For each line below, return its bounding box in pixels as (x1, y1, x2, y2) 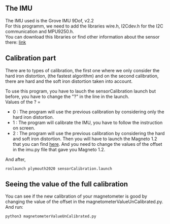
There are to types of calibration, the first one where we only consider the (5, 67, 160, 73)
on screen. (12, 124, 36, 131)
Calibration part (5, 54, 56, 62)
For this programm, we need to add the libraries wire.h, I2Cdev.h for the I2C (5, 23, 163, 29)
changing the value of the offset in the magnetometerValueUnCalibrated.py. (5, 199, 163, 205)
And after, (5, 156, 26, 162)
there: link (5, 39, 26, 45)
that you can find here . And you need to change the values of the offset (12, 141, 162, 147)
